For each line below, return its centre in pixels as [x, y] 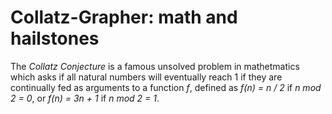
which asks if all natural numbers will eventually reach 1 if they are [146, 77]
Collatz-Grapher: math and [124, 17]
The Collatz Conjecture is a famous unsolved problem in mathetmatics [155, 66]
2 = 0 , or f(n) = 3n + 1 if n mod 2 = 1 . [85, 98]
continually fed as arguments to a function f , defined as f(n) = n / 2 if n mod [166, 87]
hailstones [55, 38]
